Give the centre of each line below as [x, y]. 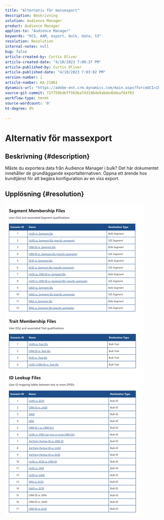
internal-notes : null [27, 46]
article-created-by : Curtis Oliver [41, 57]
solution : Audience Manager [34, 21]
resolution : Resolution [29, 42]
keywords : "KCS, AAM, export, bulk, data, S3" [53, 36]
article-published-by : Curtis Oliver [43, 67]
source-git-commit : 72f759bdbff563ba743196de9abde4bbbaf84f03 [70, 93]
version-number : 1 [24, 78]
